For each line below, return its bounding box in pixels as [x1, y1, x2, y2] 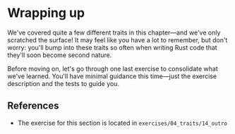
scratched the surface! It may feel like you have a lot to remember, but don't [7, 35, 228, 44]
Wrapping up [7, 5, 85, 21]
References [7, 100, 59, 112]
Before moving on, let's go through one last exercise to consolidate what [7, 64, 218, 73]
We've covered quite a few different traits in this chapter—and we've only [7, 28, 221, 37]
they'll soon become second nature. [7, 51, 112, 59]
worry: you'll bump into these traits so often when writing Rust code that [7, 43, 217, 51]
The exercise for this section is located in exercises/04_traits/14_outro [17, 118, 228, 127]
